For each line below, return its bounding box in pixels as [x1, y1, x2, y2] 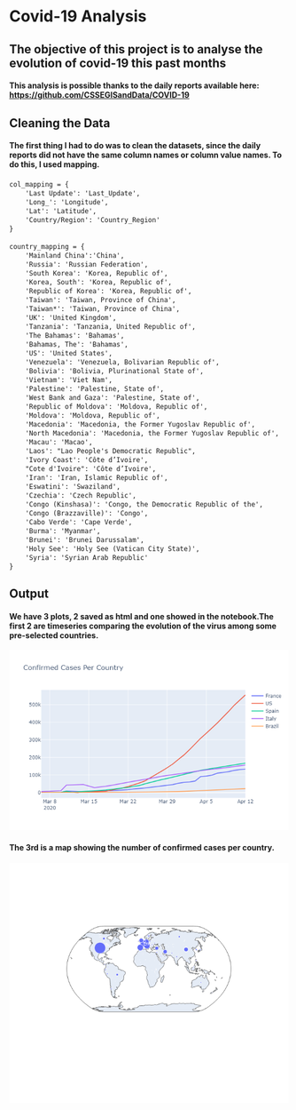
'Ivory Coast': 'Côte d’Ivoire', [25, 455, 149, 464]
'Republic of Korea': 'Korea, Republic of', [25, 286, 192, 295]
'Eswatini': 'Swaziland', [25, 482, 121, 491]
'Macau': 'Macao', [25, 437, 93, 446]
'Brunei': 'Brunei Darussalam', [25, 535, 144, 544]
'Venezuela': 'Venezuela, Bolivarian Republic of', [25, 357, 220, 366]
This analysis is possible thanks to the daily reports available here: [9, 80, 260, 91]
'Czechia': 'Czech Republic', [25, 491, 137, 499]
